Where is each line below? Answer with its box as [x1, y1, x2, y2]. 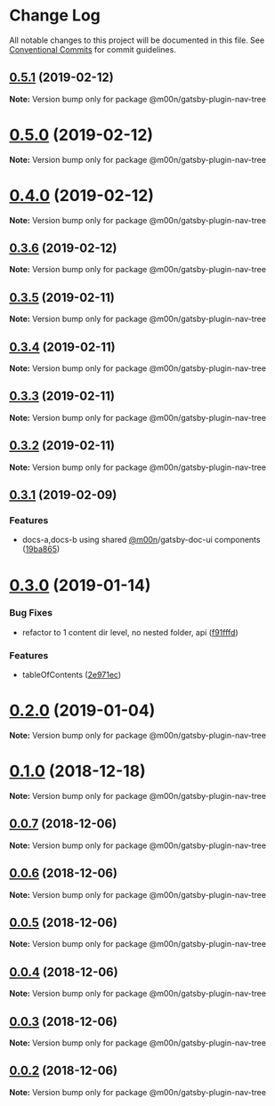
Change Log [9, 5, 101, 26]
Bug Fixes [9, 607, 53, 619]
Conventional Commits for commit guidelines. [9, 44, 176, 54]
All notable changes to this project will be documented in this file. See [9, 35, 265, 45]
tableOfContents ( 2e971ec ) [21, 669, 122, 681]
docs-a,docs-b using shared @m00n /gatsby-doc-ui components [21, 535, 261, 545]
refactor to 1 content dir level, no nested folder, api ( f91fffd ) [21, 626, 239, 637]
